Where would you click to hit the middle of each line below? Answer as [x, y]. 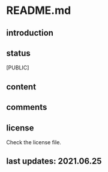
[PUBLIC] [18, 68]
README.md [39, 11]
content [21, 87]
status [19, 53]
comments [27, 107]
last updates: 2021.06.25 [54, 161]
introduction [30, 33]
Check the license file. [34, 142]
